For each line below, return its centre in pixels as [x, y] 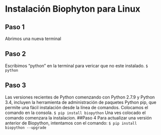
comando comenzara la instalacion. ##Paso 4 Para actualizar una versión [78, 117]
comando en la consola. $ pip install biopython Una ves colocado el [75, 113]
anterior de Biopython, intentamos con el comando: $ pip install [71, 123]
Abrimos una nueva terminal [33, 39]
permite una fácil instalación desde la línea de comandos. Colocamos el [77, 107]
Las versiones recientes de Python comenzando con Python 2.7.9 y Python [80, 97]
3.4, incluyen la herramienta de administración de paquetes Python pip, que [81, 102]
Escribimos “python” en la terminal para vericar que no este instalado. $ [77, 66]
